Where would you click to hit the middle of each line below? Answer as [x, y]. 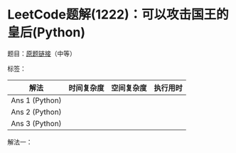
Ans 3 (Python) [36, 123]
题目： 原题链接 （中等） [42, 53]
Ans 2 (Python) [36, 112]
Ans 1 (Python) [36, 100]
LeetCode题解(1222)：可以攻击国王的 [118, 15]
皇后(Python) [46, 32]
